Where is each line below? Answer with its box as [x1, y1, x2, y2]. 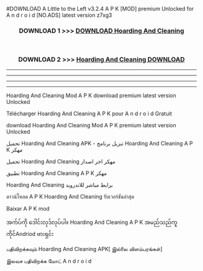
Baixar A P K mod [6, 205, 50, 212]
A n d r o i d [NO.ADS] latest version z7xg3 [6, 11, 112, 19]
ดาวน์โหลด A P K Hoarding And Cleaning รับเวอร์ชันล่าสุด [6, 193, 135, 200]
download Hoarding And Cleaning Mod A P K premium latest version [6, 121, 176, 129]
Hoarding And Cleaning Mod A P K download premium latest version [6, 92, 176, 99]
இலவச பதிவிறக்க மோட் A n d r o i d [6, 257, 92, 264]
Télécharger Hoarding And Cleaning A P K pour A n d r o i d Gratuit [6, 110, 172, 117]
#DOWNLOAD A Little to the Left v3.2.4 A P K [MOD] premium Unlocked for [6, 5, 195, 12]
